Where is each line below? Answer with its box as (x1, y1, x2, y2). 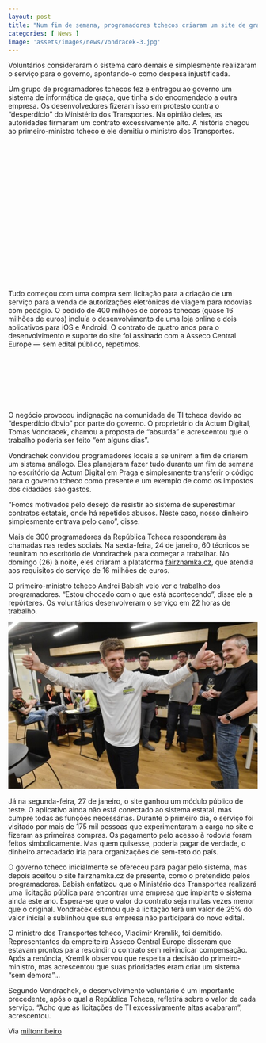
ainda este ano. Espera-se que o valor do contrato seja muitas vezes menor (8, 896, 255, 906)
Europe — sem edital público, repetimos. (8, 339, 141, 349)
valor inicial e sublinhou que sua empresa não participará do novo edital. (8, 913, 245, 923)
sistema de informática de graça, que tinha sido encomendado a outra (8, 93, 237, 102)
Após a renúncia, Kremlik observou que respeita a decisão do (8, 953, 210, 963)
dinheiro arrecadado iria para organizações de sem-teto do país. (8, 847, 219, 857)
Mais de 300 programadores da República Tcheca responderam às (8, 532, 227, 542)
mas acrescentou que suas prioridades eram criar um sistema (38, 962, 240, 972)
